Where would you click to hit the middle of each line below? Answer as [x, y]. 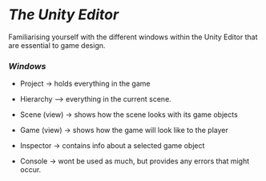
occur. [30, 170]
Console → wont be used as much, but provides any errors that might [135, 161]
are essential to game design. [57, 45]
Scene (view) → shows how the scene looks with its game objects [129, 115]
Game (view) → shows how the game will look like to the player [124, 131]
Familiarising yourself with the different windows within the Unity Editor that [133, 37]
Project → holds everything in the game [85, 84]
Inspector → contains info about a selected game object [112, 146]
